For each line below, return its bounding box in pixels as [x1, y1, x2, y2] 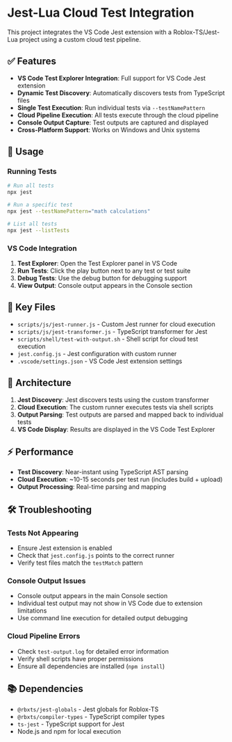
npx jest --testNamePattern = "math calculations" [7, 208, 151, 215]
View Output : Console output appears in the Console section [17, 281, 193, 289]
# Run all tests [7, 182, 54, 189]
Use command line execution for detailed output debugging [17, 614, 188, 622]
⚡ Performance [7, 446, 74, 458]
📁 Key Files [7, 301, 56, 314]
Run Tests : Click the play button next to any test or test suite [17, 266, 191, 275]
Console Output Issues [7, 576, 86, 586]
